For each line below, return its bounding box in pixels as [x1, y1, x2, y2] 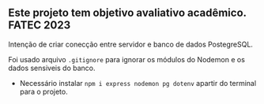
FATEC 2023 [8, 19, 71, 32]
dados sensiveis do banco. [8, 63, 96, 72]
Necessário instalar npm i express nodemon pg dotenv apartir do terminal [19, 78, 257, 87]
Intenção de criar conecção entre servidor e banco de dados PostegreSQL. [8, 39, 253, 49]
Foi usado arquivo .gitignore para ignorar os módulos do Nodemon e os [8, 54, 245, 64]
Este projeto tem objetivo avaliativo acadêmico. [8, 6, 247, 20]
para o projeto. [19, 87, 69, 96]
